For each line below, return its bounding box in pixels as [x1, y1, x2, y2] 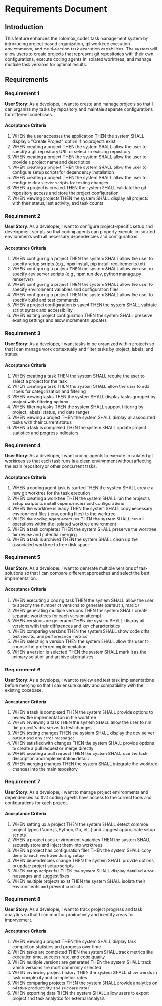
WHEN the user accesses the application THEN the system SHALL [12, 133, 145, 139]
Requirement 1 [5, 90, 40, 97]
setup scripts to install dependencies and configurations [12, 501, 124, 506]
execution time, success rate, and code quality [12, 954, 105, 960]
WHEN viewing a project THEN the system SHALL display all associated [12, 414, 155, 420]
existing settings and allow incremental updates [12, 318, 107, 323]
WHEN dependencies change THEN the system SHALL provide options [12, 857, 154, 863]
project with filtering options [12, 399, 69, 404]
